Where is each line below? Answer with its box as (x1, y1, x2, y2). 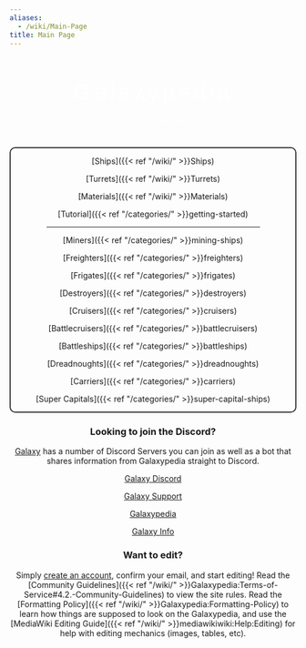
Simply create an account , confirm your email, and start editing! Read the (15, 570, 291, 581)
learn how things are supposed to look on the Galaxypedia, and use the (19, 608, 287, 619)
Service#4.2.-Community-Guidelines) (24, 589, 166, 600)
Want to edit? (122, 549, 184, 562)
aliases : (9, 13, 43, 23)
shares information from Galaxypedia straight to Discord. (46, 456, 260, 467)
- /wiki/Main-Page (17, 22, 88, 31)
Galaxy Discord (124, 473, 182, 484)
